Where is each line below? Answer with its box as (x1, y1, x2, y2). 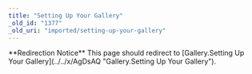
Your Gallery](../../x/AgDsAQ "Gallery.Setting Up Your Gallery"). (8, 56, 217, 66)
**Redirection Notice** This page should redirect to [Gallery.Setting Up (8, 49, 245, 58)
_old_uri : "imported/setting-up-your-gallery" (8, 26, 166, 34)
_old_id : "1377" (8, 19, 62, 27)
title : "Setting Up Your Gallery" (8, 11, 124, 20)
